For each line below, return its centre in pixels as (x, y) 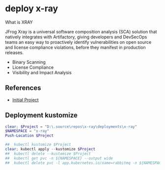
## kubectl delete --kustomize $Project (48, 154)
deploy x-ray (32, 9)
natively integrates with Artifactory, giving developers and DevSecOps (76, 37)
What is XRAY (19, 22)
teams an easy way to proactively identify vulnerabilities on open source (78, 42)
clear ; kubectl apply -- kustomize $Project (50, 149)
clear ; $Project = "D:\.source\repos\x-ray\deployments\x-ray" (71, 127)
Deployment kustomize (41, 115)
